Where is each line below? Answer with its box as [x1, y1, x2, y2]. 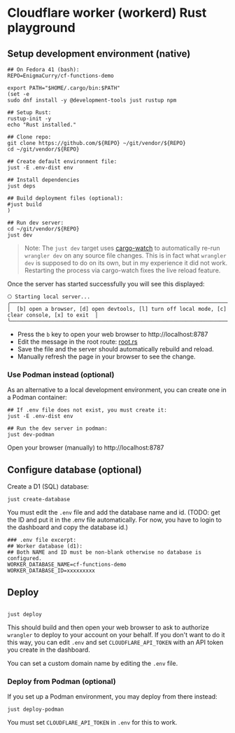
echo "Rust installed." [7, 121, 77, 128]
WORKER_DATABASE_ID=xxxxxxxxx [7, 567, 96, 575]
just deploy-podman [7, 706, 64, 713]
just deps [7, 183, 36, 190]
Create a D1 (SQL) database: [7, 482, 90, 491]
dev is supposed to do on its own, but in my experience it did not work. [24, 259, 228, 267]
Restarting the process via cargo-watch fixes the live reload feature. [24, 266, 221, 274]
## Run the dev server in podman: [7, 425, 108, 432]
